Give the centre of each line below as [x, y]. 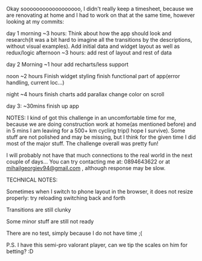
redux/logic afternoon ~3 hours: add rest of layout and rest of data [89, 53]
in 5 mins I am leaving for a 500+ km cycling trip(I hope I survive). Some [96, 130]
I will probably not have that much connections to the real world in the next [99, 155]
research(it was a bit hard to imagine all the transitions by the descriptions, [99, 40]
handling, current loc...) [35, 82]
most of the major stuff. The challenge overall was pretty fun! [82, 144]
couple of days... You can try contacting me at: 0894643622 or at [88, 162]
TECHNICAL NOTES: [32, 180]
